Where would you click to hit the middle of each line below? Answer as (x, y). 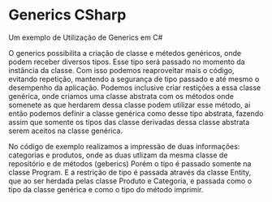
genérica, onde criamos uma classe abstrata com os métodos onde (121, 96)
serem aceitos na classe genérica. (66, 131)
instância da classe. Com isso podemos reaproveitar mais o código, (121, 70)
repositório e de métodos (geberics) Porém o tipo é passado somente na (130, 163)
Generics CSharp (67, 15)
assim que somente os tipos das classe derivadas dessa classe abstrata (129, 122)
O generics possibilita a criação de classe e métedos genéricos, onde (125, 53)
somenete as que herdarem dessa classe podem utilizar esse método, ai (130, 105)
